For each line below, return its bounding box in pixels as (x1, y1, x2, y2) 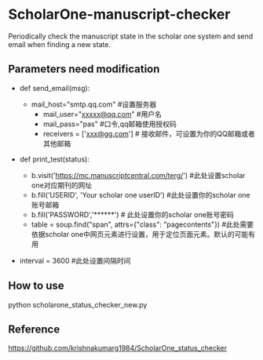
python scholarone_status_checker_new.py (8, 300, 148, 309)
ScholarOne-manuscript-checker (8, 5, 231, 24)
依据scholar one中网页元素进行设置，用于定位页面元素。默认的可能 (31, 229, 249, 238)
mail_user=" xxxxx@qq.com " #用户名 (42, 109, 163, 118)
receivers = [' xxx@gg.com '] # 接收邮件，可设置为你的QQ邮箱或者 (42, 129, 255, 138)
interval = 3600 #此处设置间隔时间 (19, 256, 131, 265)
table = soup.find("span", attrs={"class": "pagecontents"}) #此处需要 (31, 220, 254, 229)
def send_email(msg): (19, 83, 90, 93)
